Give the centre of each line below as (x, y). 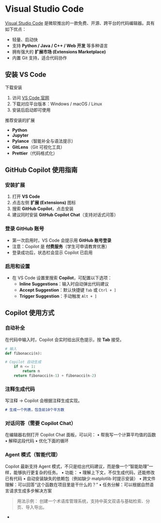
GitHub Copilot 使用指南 (41, 170)
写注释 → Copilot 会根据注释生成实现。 (44, 401)
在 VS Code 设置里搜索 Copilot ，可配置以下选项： (62, 278)
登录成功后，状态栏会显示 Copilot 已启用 (52, 252)
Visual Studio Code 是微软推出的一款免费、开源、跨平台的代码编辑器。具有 (80, 23)
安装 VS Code (26, 75)
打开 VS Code (26, 196)
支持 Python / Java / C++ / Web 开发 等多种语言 (60, 45)
